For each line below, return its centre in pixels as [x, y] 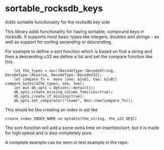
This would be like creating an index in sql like [52, 109]
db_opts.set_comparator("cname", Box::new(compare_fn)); [73, 101]
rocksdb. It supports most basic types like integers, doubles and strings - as [82, 37]
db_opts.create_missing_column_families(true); [63, 92]
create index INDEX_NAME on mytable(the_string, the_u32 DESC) [71, 118]
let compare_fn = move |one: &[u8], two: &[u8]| [66, 79]
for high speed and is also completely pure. [49, 133]
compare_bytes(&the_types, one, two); [45, 84]
